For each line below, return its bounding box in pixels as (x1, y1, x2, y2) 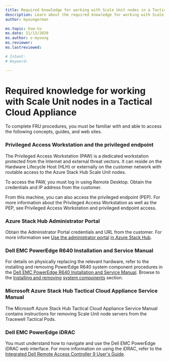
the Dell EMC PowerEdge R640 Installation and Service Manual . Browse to (5, 269, 160, 275)
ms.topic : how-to (5, 26, 42, 31)
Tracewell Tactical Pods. (5, 316, 56, 322)
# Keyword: (5, 59, 28, 64)
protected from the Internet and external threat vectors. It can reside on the (5, 158, 162, 164)
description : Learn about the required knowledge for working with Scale (5, 12, 164, 17)
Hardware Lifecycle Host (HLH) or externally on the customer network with (5, 163, 161, 170)
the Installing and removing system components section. (5, 275, 123, 281)
